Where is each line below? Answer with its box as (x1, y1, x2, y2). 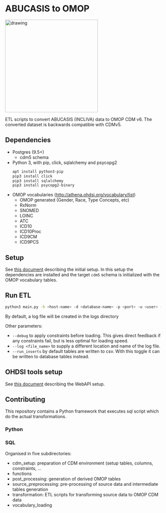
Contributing (5, 395, 45, 403)
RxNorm (19, 202, 37, 208)
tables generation (12, 486, 48, 492)
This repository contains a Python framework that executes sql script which (5, 408, 159, 414)
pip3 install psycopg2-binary (12, 183, 75, 188)
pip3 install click (12, 173, 53, 178)
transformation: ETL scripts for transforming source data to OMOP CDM (12, 491, 159, 497)
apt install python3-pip (12, 169, 64, 174)
